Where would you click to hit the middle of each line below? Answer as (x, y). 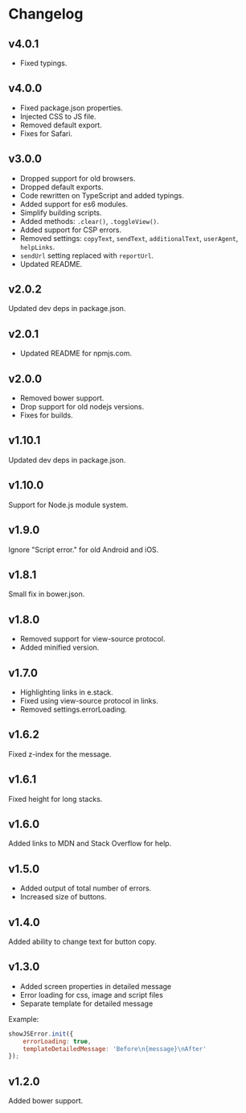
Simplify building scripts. (61, 212)
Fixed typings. (43, 63)
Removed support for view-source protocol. (92, 639)
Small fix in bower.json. (47, 594)
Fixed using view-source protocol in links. (89, 700)
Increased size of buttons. (63, 897)
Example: (24, 1019)
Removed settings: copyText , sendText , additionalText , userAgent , (129, 238)
